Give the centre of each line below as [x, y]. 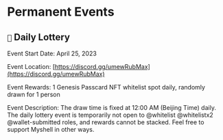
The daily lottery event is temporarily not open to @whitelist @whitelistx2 [110, 115]
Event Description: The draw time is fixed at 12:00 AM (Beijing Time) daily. [111, 108]
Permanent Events [61, 12]
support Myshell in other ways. [51, 129]
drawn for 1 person [34, 94]
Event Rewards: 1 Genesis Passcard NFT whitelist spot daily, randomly [106, 87]
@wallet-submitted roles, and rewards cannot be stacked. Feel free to [106, 122]
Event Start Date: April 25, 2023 [52, 53]
